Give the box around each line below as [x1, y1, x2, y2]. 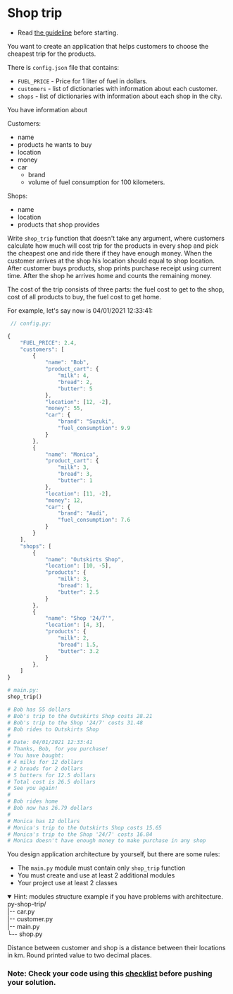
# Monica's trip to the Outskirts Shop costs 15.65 [7, 824, 162, 831]
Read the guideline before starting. [17, 28, 118, 37]
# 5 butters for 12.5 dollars [7, 772, 96, 779]
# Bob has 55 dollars [7, 706, 71, 713]
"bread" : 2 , [57, 378, 93, 385]
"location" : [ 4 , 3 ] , [44, 621, 106, 629]
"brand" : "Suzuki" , [57, 418, 115, 425]
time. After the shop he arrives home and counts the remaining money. [7, 271, 213, 280]
